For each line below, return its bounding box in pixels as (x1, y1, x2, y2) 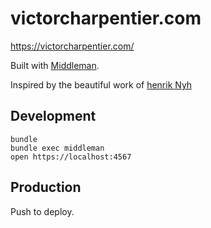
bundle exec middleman (10, 143, 105, 153)
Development (10, 108, 97, 125)
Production (10, 179, 82, 196)
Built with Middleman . (10, 59, 100, 71)
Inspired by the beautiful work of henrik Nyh (10, 78, 193, 91)
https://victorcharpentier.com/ (10, 40, 135, 52)
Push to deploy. (10, 205, 75, 217)
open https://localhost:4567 (10, 152, 132, 162)
